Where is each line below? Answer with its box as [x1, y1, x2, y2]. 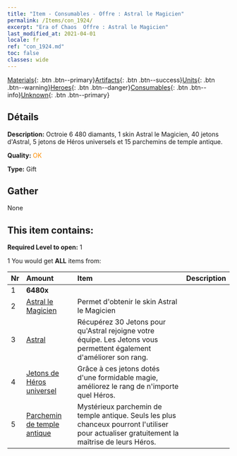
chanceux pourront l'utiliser [77, 419, 169, 429]
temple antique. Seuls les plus [77, 411, 176, 421]
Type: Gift [7, 164, 37, 173]
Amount [25, 273, 54, 283]
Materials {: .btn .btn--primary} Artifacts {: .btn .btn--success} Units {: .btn [7, 76, 215, 84]
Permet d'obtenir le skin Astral [77, 297, 178, 307]
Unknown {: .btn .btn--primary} [20, 90, 110, 99]
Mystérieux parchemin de [77, 402, 162, 412]
